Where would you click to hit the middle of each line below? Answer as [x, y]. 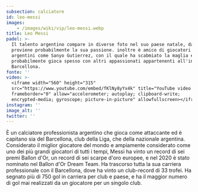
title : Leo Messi [27, 34]
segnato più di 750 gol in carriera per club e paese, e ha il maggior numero [97, 177]
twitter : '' [21, 116]
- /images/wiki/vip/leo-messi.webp [60, 28]
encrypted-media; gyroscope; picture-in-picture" [73, 99]
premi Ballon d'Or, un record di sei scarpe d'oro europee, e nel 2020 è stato [98, 158]
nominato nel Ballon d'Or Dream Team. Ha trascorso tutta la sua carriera [94, 164]
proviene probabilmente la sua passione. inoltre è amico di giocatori [101, 50]
